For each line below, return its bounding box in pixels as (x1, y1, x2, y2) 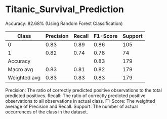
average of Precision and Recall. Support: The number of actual (5, 103, 138, 109)
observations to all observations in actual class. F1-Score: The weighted (5, 98, 155, 104)
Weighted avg (8, 74, 41, 81)
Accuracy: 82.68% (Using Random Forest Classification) (5, 20, 123, 26)
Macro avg (8, 66, 33, 73)
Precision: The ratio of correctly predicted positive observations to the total (5, 87, 162, 93)
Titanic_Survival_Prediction (5, 4, 124, 15)
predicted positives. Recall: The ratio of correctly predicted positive (5, 93, 146, 99)
